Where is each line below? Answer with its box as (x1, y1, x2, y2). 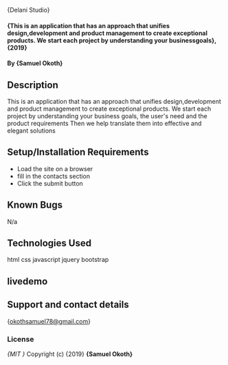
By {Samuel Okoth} (7, 59, 63, 67)
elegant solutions (7, 126, 56, 135)
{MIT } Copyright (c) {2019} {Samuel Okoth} (7, 350, 133, 358)
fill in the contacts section (16, 172, 91, 180)
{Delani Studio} (7, 6, 50, 14)
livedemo (7, 275, 48, 287)
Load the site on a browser (16, 164, 93, 173)
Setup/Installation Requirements (7, 146, 149, 158)
